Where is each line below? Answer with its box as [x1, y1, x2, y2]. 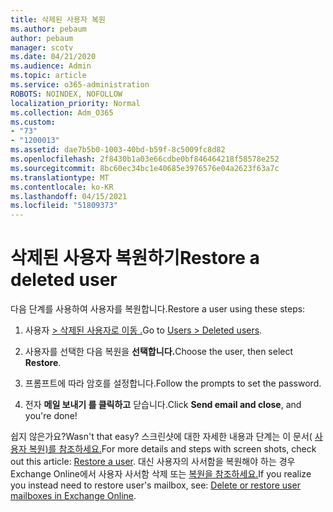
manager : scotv [10, 42, 74, 53]
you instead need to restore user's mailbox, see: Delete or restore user [10, 479, 301, 491]
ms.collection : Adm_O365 [10, 107, 114, 118]
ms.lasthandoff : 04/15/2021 [10, 191, 128, 201]
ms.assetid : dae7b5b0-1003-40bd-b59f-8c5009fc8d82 [10, 145, 226, 155]
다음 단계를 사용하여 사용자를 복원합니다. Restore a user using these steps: [10, 303, 306, 315]
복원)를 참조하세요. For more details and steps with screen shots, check [28, 443, 317, 455]
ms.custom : [10, 117, 56, 127]
